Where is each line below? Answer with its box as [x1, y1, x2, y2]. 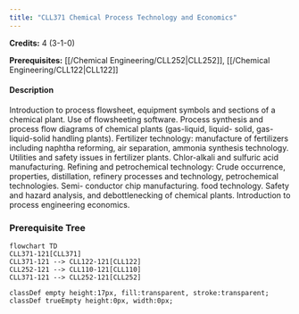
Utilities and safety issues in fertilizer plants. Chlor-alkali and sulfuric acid [9, 152, 279, 162]
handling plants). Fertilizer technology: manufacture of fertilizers [52, 133, 288, 144]
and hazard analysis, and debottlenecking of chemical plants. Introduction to [9, 189, 291, 201]
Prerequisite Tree [9, 221, 87, 234]
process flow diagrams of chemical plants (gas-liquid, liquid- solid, [9, 123, 254, 134]
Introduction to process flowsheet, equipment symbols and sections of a [9, 104, 276, 115]
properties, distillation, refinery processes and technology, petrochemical [9, 170, 279, 181]
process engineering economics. [9, 199, 130, 210]
